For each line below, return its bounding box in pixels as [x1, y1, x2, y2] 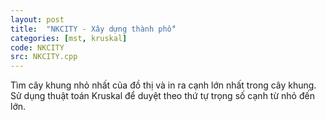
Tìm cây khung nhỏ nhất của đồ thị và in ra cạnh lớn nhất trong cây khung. [10, 79, 317, 91]
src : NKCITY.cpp [10, 52, 78, 62]
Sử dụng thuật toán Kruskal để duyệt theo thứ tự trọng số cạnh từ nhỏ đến [10, 90, 315, 102]
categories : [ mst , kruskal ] [10, 33, 128, 43]
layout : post [10, 14, 65, 25]
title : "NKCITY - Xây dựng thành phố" [10, 24, 177, 34]
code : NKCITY [10, 42, 65, 53]
